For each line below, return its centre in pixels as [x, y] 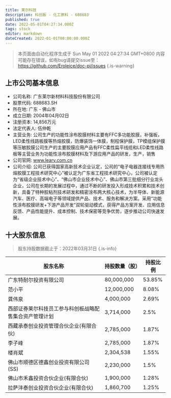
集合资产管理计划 [34, 316]
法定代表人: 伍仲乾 [32, 128]
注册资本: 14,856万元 [34, 122]
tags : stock [18, 29]
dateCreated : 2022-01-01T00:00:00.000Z [48, 39]
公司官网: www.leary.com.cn [42, 160]
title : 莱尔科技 [21, 10]
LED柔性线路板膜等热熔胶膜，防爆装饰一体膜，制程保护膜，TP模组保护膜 [89, 141]
